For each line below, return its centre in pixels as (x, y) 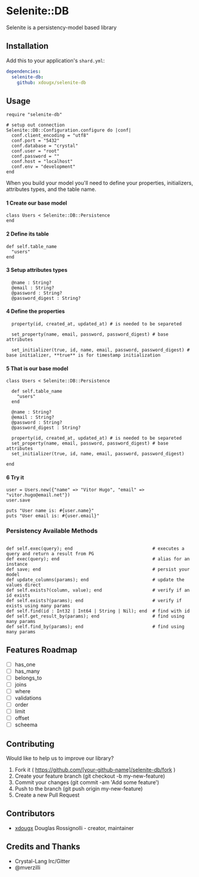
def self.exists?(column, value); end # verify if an (98, 590)
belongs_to (28, 678)
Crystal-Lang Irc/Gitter (42, 861)
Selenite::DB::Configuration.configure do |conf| (69, 130)
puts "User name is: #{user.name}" (50, 511)
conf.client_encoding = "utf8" (50, 136)
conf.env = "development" (44, 167)
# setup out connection (36, 125)
